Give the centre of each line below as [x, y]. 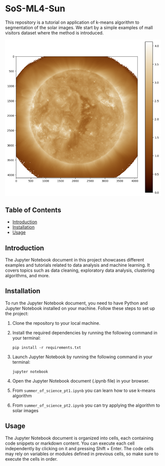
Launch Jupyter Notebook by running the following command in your [82, 357]
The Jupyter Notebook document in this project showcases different [75, 260]
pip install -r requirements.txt [47, 347]
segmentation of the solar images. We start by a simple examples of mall [79, 27]
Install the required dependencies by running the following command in [85, 333]
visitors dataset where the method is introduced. [54, 33]
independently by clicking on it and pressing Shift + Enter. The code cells [80, 448]
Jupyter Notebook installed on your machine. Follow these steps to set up [80, 308]
